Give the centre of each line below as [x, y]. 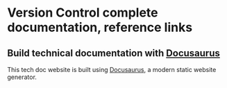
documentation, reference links [100, 27]
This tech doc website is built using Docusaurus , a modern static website [112, 70]
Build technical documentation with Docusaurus [113, 53]
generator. [22, 77]
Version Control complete [83, 13]
